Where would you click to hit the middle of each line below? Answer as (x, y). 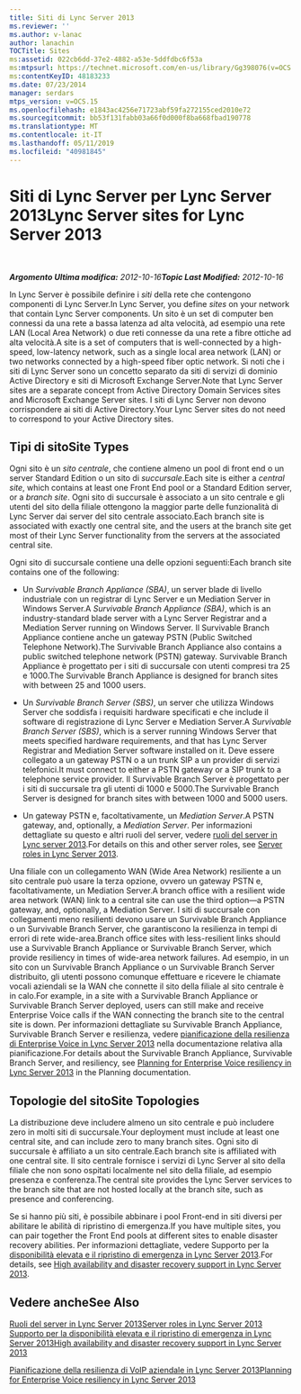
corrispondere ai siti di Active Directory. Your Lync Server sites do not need (147, 409)
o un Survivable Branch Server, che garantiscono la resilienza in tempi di (143, 929)
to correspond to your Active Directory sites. (92, 419)
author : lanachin (42, 43)
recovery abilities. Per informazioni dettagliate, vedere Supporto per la (139, 1245)
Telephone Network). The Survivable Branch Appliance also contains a (152, 647)
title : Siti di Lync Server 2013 (72, 18)
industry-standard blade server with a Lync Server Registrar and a (145, 619)
